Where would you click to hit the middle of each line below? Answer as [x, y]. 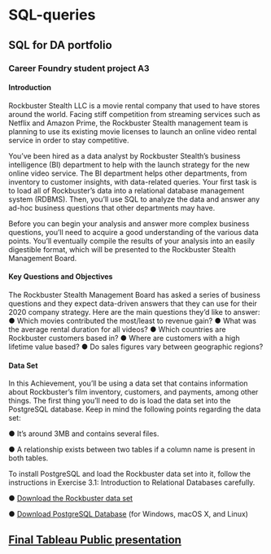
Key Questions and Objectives [61, 277]
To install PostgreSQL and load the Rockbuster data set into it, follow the [129, 474]
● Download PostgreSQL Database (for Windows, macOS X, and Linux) [128, 514]
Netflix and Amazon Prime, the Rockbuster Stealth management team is [128, 123]
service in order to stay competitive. [69, 140]
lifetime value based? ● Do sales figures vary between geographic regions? [136, 347]
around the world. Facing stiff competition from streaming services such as [134, 114]
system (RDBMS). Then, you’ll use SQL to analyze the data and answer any [134, 199]
